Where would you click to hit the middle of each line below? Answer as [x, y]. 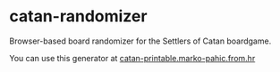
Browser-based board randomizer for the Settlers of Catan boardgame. [140, 41]
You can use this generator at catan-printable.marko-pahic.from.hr [132, 58]
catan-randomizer [78, 16]
